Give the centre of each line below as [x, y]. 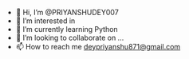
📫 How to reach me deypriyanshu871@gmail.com [98, 47]
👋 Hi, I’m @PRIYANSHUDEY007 [67, 12]
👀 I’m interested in [45, 21]
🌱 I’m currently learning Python [67, 29]
